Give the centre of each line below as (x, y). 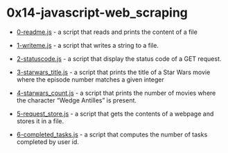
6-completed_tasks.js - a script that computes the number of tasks (112, 134)
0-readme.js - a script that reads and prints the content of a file (107, 32)
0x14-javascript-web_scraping (97, 13)
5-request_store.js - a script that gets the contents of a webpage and (115, 114)
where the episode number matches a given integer (90, 79)
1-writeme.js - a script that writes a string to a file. (87, 45)
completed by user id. (47, 142)
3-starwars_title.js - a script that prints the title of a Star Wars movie (113, 72)
